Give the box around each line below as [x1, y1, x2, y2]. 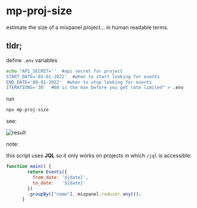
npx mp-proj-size [6, 107, 49, 113]
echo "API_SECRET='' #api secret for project [6, 68, 123, 74]
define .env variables [6, 56, 58, 63]
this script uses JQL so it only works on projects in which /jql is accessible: [6, 152, 192, 159]
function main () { [6, 164, 51, 169]
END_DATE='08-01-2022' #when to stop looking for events [6, 79, 152, 85]
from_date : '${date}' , [32, 174, 89, 180]
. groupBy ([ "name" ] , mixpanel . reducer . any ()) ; [27, 191, 142, 197]
